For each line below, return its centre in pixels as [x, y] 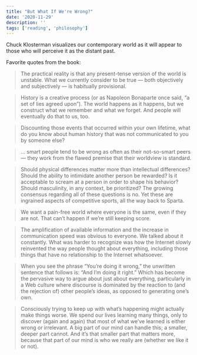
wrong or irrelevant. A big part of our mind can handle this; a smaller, [104, 328]
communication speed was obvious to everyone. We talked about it [102, 236]
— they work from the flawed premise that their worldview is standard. [106, 158]
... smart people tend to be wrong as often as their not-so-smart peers [106, 152]
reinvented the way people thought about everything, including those [104, 248]
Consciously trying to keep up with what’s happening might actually [102, 309]
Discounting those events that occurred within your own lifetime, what [105, 128]
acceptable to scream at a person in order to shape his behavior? [99, 182]
